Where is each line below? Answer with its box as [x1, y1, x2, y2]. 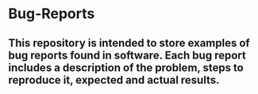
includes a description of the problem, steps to [8, 61, 244, 74]
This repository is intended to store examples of [8, 36, 250, 50]
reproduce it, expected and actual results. [8, 73, 220, 87]
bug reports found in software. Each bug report [8, 48, 246, 62]
